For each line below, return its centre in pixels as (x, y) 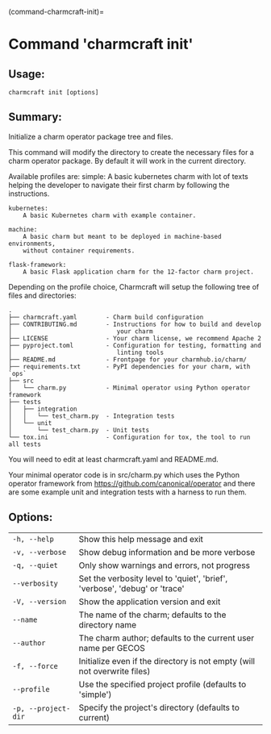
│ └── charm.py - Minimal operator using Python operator (129, 388)
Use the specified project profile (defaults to (163, 684)
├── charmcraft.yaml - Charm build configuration (106, 317)
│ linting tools (86, 352)
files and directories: (42, 295)
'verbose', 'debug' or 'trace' (131, 588)
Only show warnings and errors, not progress (164, 565)
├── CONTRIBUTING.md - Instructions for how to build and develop (135, 324)
